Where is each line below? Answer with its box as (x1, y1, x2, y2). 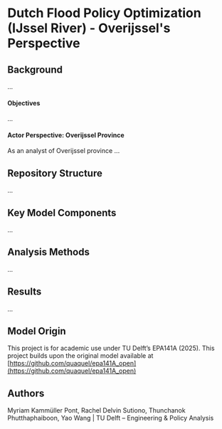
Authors (7, 387, 45, 399)
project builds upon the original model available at (7, 351, 154, 360)
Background (7, 63, 63, 75)
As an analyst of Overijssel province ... (7, 147, 120, 155)
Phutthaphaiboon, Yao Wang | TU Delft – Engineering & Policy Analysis (7, 414, 214, 423)
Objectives (7, 98, 41, 107)
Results (7, 286, 42, 298)
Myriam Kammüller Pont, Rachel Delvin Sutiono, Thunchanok (7, 406, 186, 415)
